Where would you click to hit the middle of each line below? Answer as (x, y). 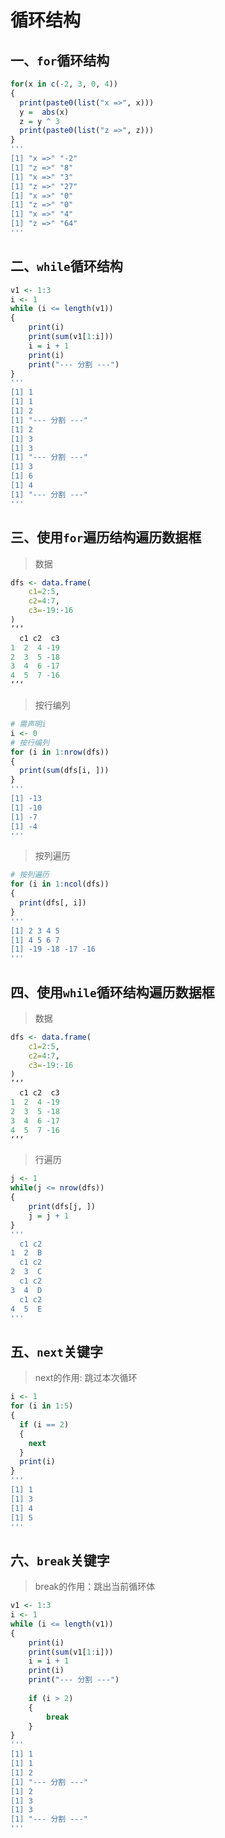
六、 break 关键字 (60, 1560)
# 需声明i (28, 724)
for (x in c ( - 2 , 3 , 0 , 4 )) (64, 84)
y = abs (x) (44, 112)
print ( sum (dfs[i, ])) (64, 771)
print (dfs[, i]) (53, 903)
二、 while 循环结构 (66, 266)
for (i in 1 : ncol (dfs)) (60, 884)
